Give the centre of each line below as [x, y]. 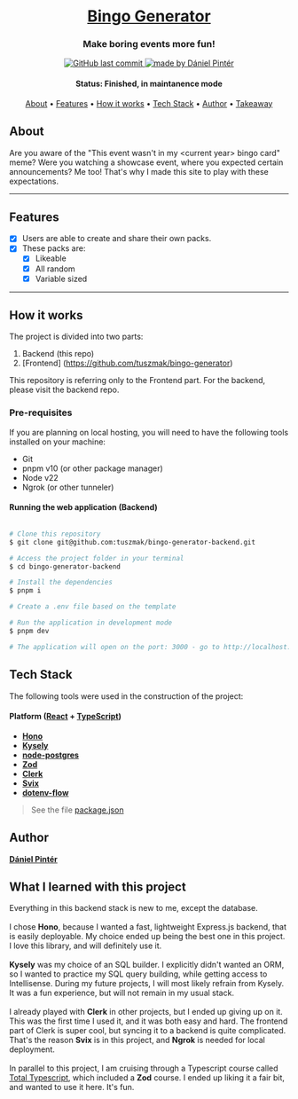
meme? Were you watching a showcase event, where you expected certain [146, 162]
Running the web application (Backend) [83, 507]
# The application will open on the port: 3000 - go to [114, 647]
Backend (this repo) [58, 354]
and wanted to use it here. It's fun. [72, 1087]
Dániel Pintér [33, 859]
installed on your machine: [58, 442]
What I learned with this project [98, 887]
